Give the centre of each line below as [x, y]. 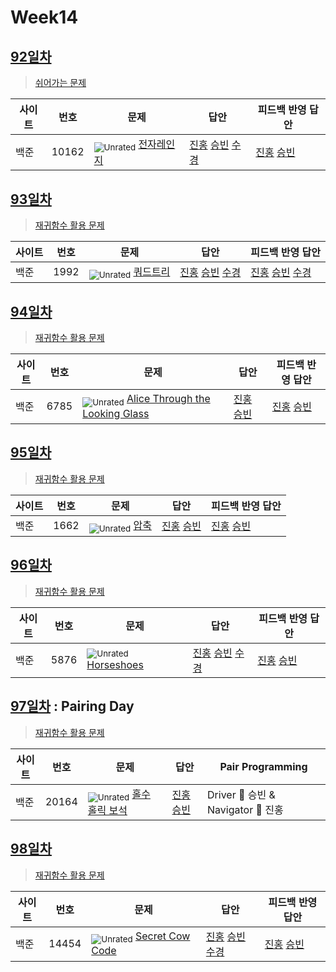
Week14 [44, 17]
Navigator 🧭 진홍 [245, 809]
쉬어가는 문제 [60, 82]
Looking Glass [116, 413]
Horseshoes [115, 664]
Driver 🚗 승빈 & [241, 794]
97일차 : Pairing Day [72, 706]
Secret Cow [162, 936]
